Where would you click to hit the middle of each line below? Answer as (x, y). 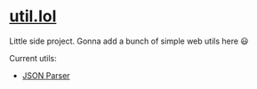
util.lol (33, 16)
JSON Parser (46, 75)
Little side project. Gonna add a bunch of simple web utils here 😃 (129, 41)
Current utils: (33, 58)
